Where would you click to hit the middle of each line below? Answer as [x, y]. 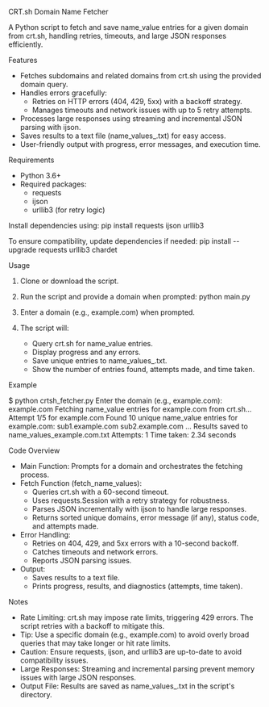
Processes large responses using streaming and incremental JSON [131, 119]
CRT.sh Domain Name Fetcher [58, 12]
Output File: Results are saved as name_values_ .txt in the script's [127, 686]
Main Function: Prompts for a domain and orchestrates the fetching [131, 466]
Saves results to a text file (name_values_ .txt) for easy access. [123, 136]
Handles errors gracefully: [63, 93]
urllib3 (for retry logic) [68, 210]
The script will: [45, 328]
